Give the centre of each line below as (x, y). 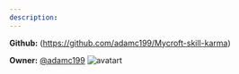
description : (34, 17)
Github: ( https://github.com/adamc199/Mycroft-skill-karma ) (120, 43)
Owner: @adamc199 (47, 60)
